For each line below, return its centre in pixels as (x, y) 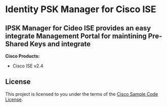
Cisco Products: (23, 56)
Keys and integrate (60, 44)
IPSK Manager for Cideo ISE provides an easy (78, 28)
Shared (17, 44)
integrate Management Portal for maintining (76, 36)
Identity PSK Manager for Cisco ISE (81, 9)
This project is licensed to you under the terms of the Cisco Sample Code (82, 94)
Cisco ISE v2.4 (28, 66)
